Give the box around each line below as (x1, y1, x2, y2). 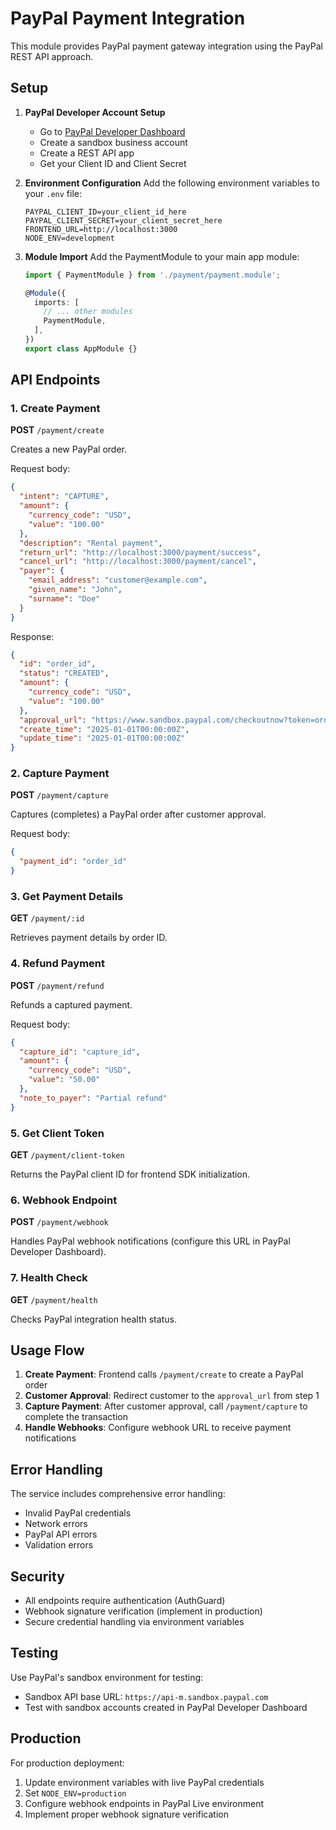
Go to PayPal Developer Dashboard (39, 125, 186, 137)
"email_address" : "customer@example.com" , (28, 575, 208, 586)
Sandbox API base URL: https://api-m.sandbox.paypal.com (24, 1690, 269, 1702)
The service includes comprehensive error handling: (10, 1488, 226, 1500)
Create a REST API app (39, 147, 135, 159)
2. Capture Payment (10, 767, 110, 781)
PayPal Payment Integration (10, 7, 246, 30)
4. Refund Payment (10, 957, 106, 971)
